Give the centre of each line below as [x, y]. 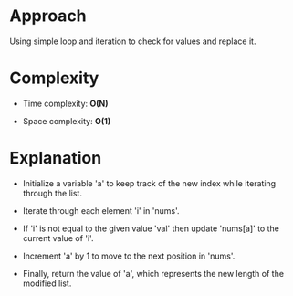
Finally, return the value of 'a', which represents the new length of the [153, 273]
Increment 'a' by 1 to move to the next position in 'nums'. [129, 256]
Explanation [56, 159]
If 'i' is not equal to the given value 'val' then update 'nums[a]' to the [151, 228]
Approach [48, 16]
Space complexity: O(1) [67, 121]
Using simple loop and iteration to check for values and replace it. [133, 41]
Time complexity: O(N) [65, 103]
